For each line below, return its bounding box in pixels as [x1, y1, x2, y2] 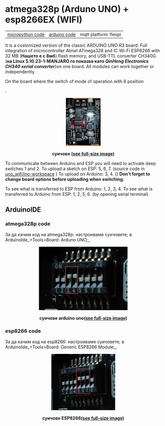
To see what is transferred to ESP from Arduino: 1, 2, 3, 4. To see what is [5, 185, 153, 192]
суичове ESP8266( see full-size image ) [42, 415, 125, 421]
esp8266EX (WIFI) [5, 14, 83, 25]
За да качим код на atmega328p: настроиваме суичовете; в [5, 232, 132, 238]
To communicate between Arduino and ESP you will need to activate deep [5, 160, 156, 166]
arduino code [49, 31, 76, 37]
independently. [5, 69, 36, 75]
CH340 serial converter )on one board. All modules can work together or [5, 64, 155, 70]
